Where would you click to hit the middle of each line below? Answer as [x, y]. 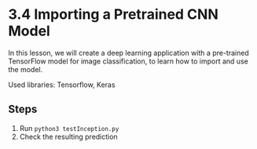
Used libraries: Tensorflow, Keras [62, 85]
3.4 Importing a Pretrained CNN [113, 15]
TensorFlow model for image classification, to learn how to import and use [128, 61]
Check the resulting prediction [68, 136]
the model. [26, 69]
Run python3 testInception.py [69, 128]
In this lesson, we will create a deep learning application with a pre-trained [128, 53]
